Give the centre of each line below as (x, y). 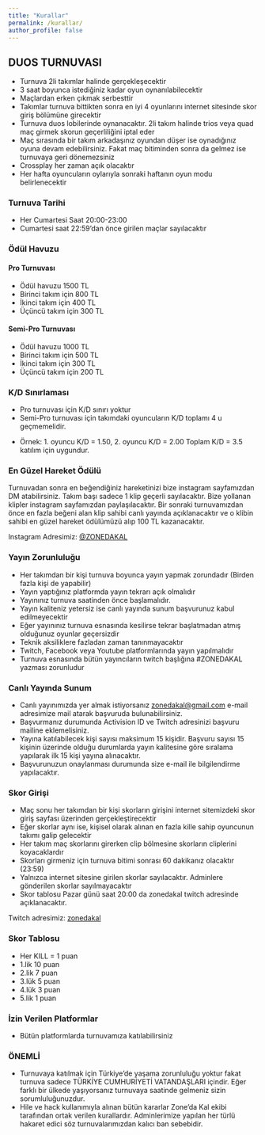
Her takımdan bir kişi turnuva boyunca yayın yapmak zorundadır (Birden (137, 574)
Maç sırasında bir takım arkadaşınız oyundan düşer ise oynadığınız (128, 140)
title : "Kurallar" (38, 15)
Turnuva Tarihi (37, 203)
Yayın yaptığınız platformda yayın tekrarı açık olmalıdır (108, 592)
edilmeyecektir (44, 617)
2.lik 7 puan (38, 973)
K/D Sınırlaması (39, 392)
